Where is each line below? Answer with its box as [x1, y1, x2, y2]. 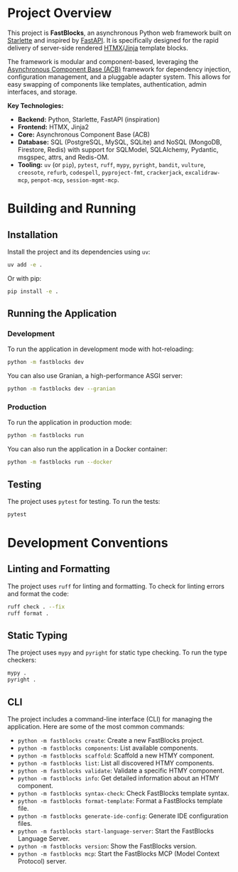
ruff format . [7, 610, 50, 617]
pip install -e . [7, 288, 59, 295]
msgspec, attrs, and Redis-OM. [17, 153, 109, 161]
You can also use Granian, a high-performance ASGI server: [7, 372, 183, 380]
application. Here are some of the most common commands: [7, 722, 185, 731]
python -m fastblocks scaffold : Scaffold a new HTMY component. [17, 751, 215, 760]
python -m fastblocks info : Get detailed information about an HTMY [17, 773, 220, 782]
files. [17, 819, 33, 827]
